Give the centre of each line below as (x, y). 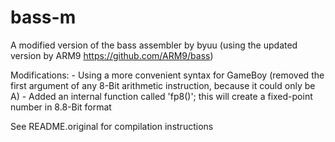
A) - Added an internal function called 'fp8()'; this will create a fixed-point (161, 96)
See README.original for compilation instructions (112, 126)
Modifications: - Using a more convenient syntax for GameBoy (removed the (167, 75)
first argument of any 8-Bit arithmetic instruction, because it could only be (163, 85)
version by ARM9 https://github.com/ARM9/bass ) (112, 55)
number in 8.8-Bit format (61, 107)
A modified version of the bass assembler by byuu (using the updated (154, 45)
